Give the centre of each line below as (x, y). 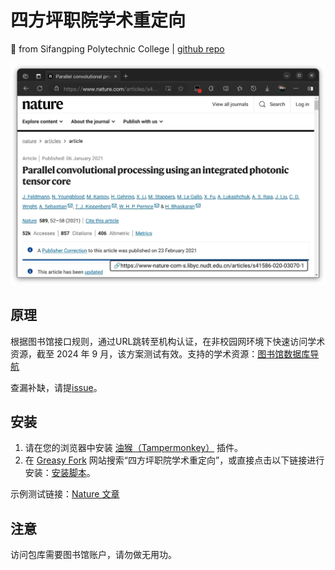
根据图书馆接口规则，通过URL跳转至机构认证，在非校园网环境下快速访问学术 (168, 341)
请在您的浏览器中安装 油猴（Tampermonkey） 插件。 (134, 448)
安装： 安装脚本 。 (60, 473)
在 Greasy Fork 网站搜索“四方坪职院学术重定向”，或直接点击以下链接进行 (174, 460)
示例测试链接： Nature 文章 (65, 494)
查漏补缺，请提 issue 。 (56, 387)
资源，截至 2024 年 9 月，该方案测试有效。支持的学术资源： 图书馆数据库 (160, 353)
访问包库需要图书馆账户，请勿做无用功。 (93, 555)
